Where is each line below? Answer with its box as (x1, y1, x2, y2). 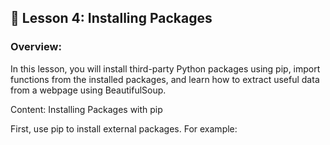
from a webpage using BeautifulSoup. (10, 84, 167, 96)
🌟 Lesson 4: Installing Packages (10, 10, 213, 27)
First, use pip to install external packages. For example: (10, 122, 238, 135)
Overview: (10, 40, 62, 54)
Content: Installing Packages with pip (10, 103, 163, 115)
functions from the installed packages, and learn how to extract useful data (10, 73, 320, 85)
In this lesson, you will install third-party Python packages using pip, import (10, 62, 321, 75)
